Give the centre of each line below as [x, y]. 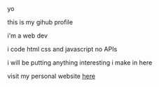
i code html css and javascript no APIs [62, 49]
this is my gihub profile [40, 22]
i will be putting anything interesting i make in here [80, 63]
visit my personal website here [51, 76]
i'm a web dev [27, 35]
